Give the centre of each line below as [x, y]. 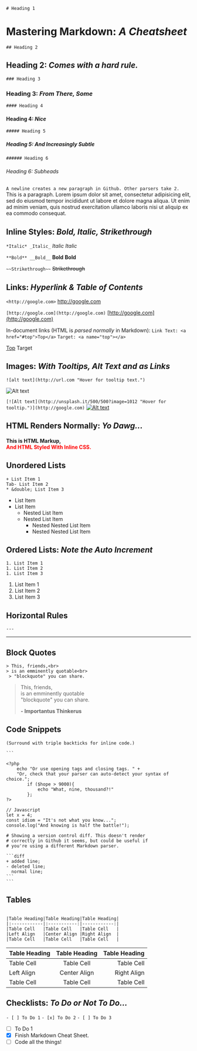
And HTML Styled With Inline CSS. [49, 447]
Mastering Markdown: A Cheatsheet [97, 32]
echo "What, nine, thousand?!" [76, 789]
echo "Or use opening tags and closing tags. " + [79, 769]
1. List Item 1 [25, 563]
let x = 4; [19, 815]
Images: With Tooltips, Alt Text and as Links [88, 366]
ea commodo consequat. [36, 213]
